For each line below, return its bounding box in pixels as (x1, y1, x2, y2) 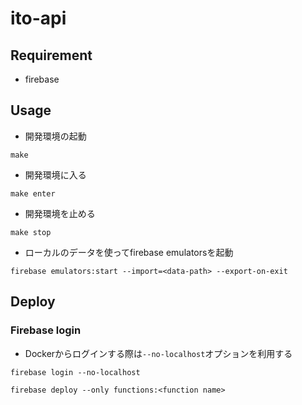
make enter (10, 188, 56, 199)
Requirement (10, 47, 93, 64)
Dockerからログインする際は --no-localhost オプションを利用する (24, 347, 293, 359)
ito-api (10, 7, 67, 30)
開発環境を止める (24, 207, 96, 219)
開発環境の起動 (24, 130, 87, 142)
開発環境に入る (24, 168, 87, 181)
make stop (10, 227, 52, 237)
